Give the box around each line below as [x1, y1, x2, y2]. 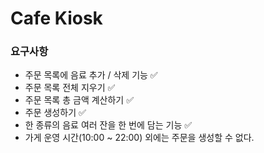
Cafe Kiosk [10, 7, 103, 30]
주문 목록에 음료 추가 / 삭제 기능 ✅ [24, 69, 158, 81]
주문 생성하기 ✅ [24, 107, 87, 119]
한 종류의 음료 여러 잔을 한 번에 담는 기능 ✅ [24, 119, 193, 131]
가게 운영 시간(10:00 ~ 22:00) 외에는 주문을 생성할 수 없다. [24, 132, 255, 144]
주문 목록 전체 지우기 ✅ [24, 82, 116, 94]
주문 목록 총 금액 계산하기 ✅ [24, 94, 135, 106]
